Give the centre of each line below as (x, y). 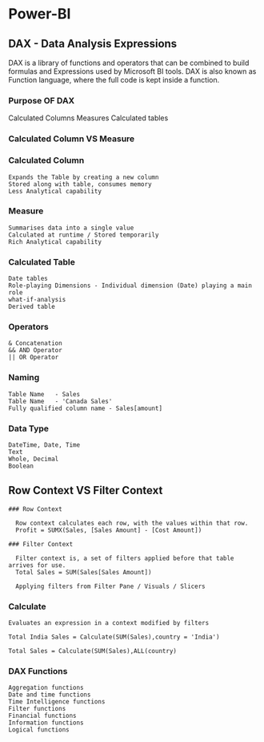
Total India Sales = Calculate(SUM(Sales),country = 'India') (114, 637)
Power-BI (40, 14)
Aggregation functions (46, 688)
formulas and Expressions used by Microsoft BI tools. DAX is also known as (132, 71)
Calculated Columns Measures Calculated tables (88, 118)
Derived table (32, 307)
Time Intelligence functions (57, 702)
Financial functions (43, 716)
